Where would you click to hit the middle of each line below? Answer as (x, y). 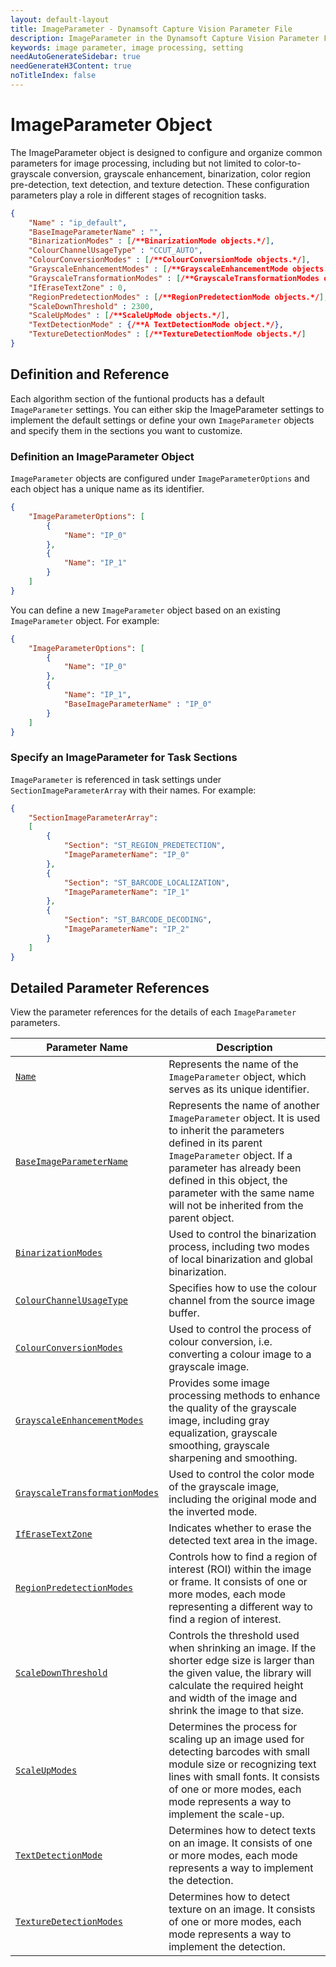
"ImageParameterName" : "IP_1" (126, 892)
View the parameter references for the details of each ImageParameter (153, 1012)
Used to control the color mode (241, 1474)
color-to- (283, 163)
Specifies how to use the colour (243, 1288)
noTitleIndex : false (53, 76)
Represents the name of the (233, 1064)
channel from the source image (242, 1301)
